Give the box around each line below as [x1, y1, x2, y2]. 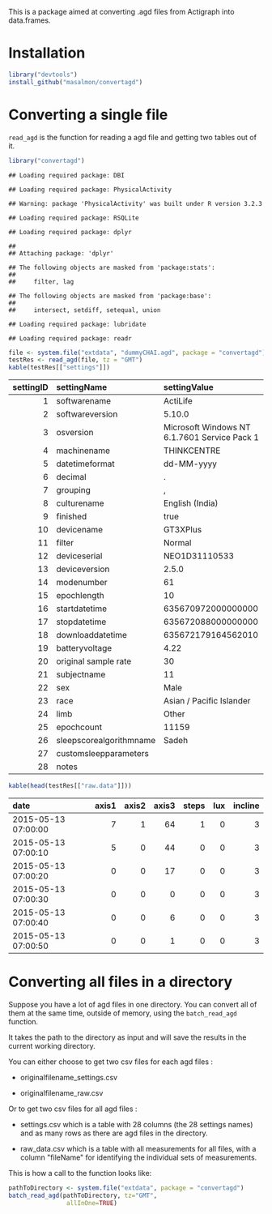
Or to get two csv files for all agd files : [8, 1104, 138, 1114]
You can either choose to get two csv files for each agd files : [8, 1057, 213, 1067]
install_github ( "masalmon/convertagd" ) [8, 78, 143, 86]
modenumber [56, 577, 108, 588]
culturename [56, 498, 104, 509]
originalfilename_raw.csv [19, 1088, 104, 1097]
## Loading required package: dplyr [8, 228, 132, 236]
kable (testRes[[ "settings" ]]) [8, 364, 111, 372]
